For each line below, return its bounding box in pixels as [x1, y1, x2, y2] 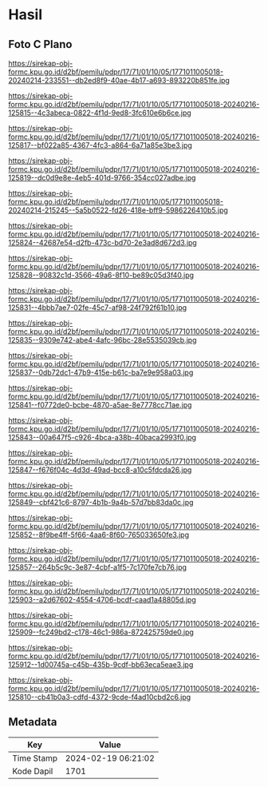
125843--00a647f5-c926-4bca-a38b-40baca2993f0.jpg [8, 433, 197, 442]
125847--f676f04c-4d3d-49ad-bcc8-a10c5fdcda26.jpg [8, 465, 192, 475]
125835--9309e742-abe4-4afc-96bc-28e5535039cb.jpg [8, 336, 197, 344]
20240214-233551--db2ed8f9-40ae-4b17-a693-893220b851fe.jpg [8, 76, 230, 85]
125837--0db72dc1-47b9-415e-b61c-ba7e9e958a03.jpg [8, 368, 194, 377]
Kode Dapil [12, 765, 53, 777]
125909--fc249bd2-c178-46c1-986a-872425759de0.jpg [8, 627, 194, 637]
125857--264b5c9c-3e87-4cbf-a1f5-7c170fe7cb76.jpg [8, 562, 187, 572]
